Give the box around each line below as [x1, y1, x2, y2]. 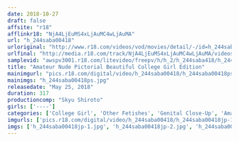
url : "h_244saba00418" [7, 37, 75, 44]
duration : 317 [7, 90, 50, 97]
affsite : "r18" [7, 23, 53, 31]
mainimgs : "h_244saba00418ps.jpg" [7, 76, 110, 84]
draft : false [7, 17, 46, 24]
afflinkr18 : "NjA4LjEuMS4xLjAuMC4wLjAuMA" [7, 30, 135, 38]
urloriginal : [7, 43, 46, 51]
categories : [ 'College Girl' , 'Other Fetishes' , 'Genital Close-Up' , [7, 110, 218, 117]
